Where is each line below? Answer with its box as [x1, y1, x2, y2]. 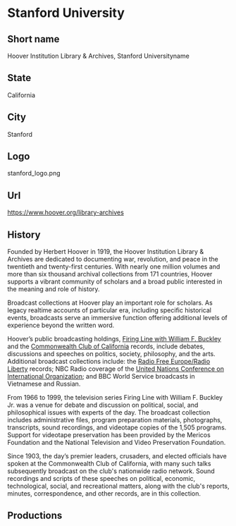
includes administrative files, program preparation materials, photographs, [7, 416, 223, 424]
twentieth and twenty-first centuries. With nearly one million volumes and [7, 262, 221, 271]
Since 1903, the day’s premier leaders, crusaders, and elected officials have [7, 452, 227, 460]
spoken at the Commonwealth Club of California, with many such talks [7, 460, 211, 468]
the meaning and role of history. [7, 285, 100, 293]
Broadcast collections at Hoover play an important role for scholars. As [7, 298, 213, 307]
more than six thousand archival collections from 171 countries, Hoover [7, 270, 213, 279]
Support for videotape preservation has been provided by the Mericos [7, 431, 211, 439]
